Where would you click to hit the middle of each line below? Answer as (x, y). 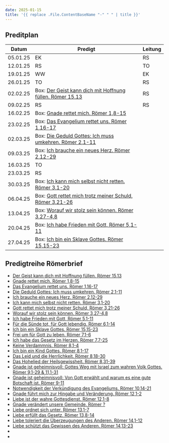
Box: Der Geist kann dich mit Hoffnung (80, 90)
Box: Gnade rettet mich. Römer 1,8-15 (81, 113)
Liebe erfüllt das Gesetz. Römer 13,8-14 (53, 415)
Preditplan (22, 35)
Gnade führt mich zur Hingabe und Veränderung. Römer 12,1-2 (77, 394)
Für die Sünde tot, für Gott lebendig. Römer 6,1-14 (64, 324)
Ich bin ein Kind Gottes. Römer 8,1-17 (51, 351)
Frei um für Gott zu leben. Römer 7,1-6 (52, 335)
